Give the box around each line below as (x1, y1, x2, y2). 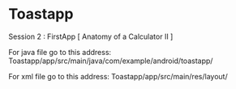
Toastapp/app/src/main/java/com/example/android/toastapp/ (8, 56, 213, 66)
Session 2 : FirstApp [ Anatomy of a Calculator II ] (8, 32, 174, 41)
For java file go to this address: (8, 47, 112, 57)
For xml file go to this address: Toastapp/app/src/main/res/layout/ (8, 71, 229, 81)
